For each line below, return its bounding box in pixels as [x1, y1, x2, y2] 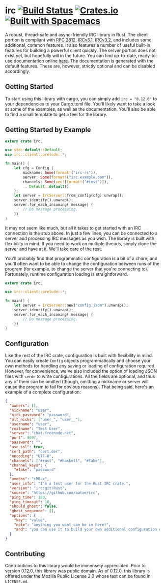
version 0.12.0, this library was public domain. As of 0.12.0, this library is [5, 568, 150, 574]
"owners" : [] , [9, 403, 38, 408]
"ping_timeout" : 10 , [9, 499, 52, 504]
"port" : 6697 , [9, 435, 38, 440]
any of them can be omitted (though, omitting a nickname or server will [5, 379, 149, 385]
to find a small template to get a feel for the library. [5, 111, 108, 117]
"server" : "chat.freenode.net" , [9, 431, 76, 436]
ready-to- [138, 52, 158, 59]
